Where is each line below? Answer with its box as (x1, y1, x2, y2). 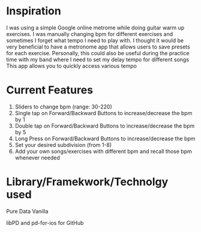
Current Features (6, 83, 94, 97)
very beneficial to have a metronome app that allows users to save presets (6, 43, 190, 50)
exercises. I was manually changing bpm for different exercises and (6, 30, 173, 37)
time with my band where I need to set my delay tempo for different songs (6, 56, 190, 63)
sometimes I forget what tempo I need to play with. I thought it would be (6, 37, 184, 44)
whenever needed (14, 154, 60, 161)
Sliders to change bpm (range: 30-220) (14, 103, 112, 110)
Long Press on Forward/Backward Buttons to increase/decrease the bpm (14, 135, 196, 142)
